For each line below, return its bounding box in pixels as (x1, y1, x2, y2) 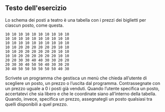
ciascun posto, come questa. (5, 22, 64, 28)
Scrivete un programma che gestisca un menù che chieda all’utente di (5, 75, 147, 81)
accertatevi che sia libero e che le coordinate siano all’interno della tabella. (5, 91, 157, 97)
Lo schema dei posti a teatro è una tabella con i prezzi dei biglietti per (5, 17, 146, 23)
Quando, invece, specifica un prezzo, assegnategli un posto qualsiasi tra (5, 96, 153, 102)
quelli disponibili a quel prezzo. (5, 101, 68, 107)
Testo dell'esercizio (5, 4, 67, 12)
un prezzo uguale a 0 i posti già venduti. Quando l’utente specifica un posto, (5, 85, 160, 91)
